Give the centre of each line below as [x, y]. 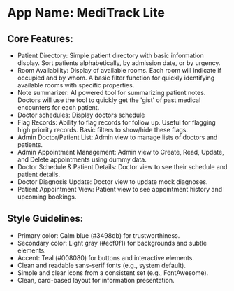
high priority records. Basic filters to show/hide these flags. [103, 130]
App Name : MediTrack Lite [86, 13]
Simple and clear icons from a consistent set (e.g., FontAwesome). [113, 272]
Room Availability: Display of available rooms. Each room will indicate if [119, 70]
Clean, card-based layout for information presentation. [96, 280]
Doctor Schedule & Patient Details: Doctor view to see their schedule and [122, 167]
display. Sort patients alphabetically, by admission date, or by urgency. [119, 63]
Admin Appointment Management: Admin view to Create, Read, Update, [121, 152]
